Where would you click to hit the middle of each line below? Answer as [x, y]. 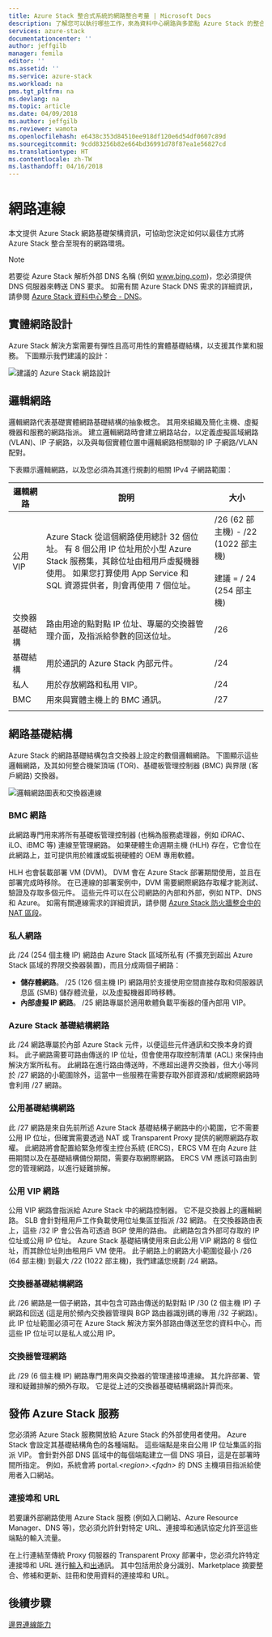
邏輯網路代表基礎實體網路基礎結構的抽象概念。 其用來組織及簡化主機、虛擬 [134, 421]
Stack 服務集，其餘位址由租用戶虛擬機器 [123, 561]
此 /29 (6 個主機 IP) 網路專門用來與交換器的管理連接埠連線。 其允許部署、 [131, 1375]
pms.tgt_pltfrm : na [41, 91]
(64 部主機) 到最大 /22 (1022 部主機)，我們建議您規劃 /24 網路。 [115, 1260]
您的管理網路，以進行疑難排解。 [62, 1168]
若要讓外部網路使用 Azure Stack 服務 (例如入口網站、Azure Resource [123, 1517]
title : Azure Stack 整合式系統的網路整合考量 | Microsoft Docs [110, 16]
